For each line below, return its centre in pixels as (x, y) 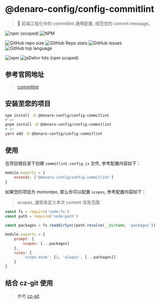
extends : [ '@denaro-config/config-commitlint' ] (64, 177)
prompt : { (24, 239)
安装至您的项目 (28, 104)
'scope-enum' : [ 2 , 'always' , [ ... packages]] (69, 257)
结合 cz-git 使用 (29, 283)
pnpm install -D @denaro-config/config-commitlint (58, 125)
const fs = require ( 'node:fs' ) (37, 212)
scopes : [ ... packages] (46, 244)
